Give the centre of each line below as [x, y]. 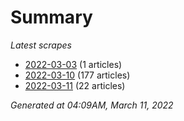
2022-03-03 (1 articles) [73, 64]
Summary [51, 17]
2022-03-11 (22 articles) [75, 85]
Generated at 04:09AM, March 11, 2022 [92, 105]
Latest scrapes [41, 45]
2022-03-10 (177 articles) [77, 75]
